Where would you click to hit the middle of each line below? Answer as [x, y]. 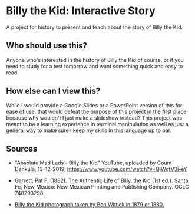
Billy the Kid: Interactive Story [81, 11]
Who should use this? [47, 46]
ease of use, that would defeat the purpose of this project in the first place [96, 111]
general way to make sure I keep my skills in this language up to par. [89, 130]
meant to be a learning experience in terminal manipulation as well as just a [97, 124]
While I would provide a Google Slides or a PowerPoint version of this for [94, 105]
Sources [22, 149]
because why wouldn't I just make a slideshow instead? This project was [94, 118]
